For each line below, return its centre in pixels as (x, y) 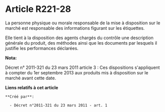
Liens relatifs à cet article (32, 87)
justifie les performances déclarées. (42, 48)
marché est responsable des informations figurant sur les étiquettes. (75, 28)
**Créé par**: (20, 97)
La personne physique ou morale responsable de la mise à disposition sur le (83, 23)
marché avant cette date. (31, 78)
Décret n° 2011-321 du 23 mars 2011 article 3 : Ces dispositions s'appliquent (82, 67)
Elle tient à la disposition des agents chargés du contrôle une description (79, 38)
